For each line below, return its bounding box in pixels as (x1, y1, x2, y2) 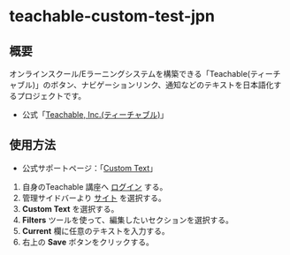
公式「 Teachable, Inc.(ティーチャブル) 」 (21, 109, 169, 120)
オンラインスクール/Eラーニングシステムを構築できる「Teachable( (9, 69, 250, 79)
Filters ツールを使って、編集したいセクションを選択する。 (21, 214, 234, 225)
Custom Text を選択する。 (21, 203, 119, 214)
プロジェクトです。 (16, 91, 87, 101)
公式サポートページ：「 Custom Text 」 (21, 162, 157, 173)
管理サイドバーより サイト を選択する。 (21, 192, 166, 203)
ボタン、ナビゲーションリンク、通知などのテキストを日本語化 (50, 79, 274, 90)
